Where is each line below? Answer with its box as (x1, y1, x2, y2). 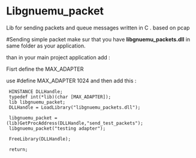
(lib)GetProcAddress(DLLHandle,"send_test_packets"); (6, 120, 144, 126)
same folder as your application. (6, 42, 86, 49)
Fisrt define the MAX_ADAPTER (6, 65, 84, 73)
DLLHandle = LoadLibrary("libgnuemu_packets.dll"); (8, 104, 141, 111)
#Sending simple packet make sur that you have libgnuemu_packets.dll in (6, 35, 191, 43)
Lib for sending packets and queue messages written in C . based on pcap (6, 24, 190, 31)
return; (8, 146, 28, 153)
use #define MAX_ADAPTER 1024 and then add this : (6, 77, 137, 84)
